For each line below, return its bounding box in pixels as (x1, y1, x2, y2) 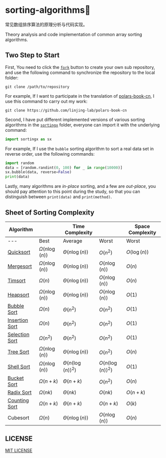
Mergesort (7, 263, 32, 270)
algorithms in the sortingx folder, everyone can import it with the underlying (5, 121, 160, 128)
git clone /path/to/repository (5, 84, 70, 89)
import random (5, 161, 35, 166)
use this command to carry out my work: (5, 98, 88, 104)
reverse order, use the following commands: (5, 151, 95, 157)
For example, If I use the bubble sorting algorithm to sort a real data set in (5, 146, 154, 152)
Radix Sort (7, 389, 32, 396)
